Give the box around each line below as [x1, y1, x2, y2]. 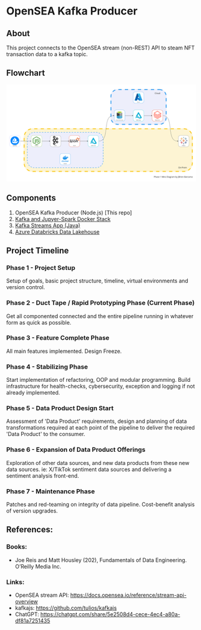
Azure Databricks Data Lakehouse [14, 228, 100, 235]
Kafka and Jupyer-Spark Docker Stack [14, 215, 111, 222]
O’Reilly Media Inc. [14, 563, 61, 570]
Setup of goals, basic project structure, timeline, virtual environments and [6, 277, 188, 284]
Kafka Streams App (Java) [14, 222, 81, 229]
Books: [6, 543, 28, 551]
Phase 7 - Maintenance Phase [6, 487, 95, 495]
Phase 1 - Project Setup [6, 263, 76, 272]
